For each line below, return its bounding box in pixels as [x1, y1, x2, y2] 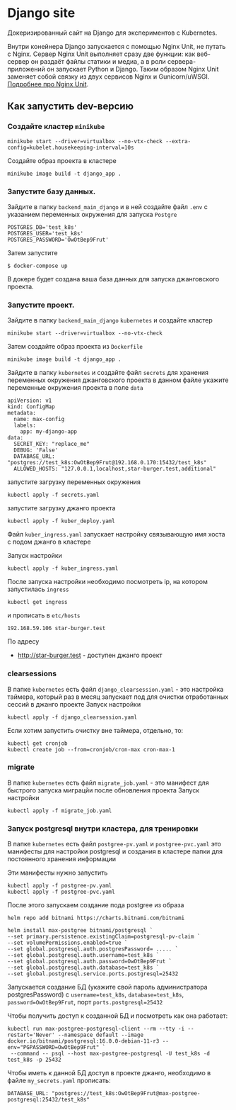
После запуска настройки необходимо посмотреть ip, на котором [7, 578, 208, 586]
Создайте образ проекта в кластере [7, 156, 117, 164]
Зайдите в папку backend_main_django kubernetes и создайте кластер [7, 316, 213, 325]
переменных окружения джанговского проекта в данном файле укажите [7, 376, 229, 384]
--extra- [165, 138, 191, 145]
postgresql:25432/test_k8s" [7, 1097, 90, 1104]
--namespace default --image [57, 1031, 143, 1039]
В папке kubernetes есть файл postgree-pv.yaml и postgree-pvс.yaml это [7, 840, 221, 848]
